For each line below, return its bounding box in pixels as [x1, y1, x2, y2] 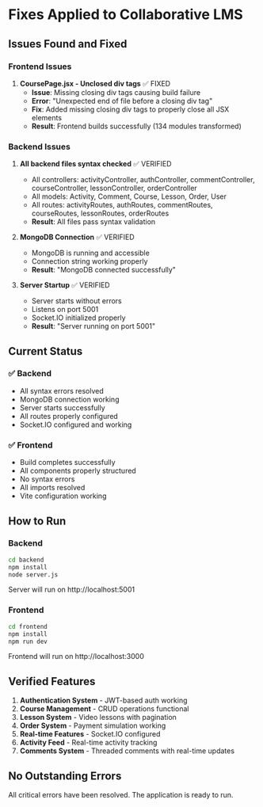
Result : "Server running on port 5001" [31, 322, 156, 331]
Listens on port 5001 [31, 305, 99, 314]
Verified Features [8, 675, 96, 688]
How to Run [8, 514, 67, 527]
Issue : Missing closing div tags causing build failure [31, 87, 200, 97]
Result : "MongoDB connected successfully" [31, 265, 177, 275]
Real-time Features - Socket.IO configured [19, 729, 161, 739]
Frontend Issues [8, 61, 72, 72]
